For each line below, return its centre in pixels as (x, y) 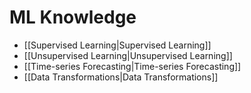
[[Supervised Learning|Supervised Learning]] (117, 45)
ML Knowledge (73, 17)
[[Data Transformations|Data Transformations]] (121, 77)
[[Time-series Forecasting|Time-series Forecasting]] (132, 66)
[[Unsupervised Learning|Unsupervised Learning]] (128, 55)
